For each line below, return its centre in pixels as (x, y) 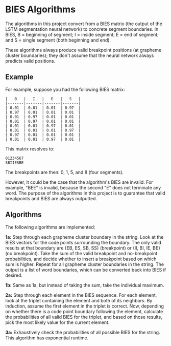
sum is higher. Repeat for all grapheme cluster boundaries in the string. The (85, 264)
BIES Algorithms (40, 9)
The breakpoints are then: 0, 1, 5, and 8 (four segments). (65, 172)
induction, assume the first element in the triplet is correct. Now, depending (85, 306)
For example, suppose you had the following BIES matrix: (65, 89)
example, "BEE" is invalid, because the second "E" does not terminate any (83, 187)
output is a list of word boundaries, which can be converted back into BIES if (86, 270)
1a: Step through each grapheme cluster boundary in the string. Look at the (84, 237)
